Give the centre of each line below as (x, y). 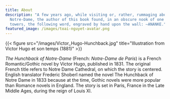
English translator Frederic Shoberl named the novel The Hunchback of (79, 75)
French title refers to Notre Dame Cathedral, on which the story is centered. (84, 70)
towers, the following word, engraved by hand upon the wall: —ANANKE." (88, 24)
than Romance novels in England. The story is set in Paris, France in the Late (85, 86)
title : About (19, 10)
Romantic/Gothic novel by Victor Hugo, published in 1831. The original (78, 64)
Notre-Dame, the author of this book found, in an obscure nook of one (87, 19)
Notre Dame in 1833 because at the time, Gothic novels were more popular (83, 80)
